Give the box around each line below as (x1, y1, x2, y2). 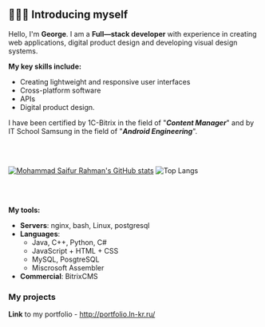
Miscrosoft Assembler (31, 262, 105, 272)
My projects (8, 291, 56, 302)
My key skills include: (8, 61, 82, 71)
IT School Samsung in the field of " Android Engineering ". (8, 126, 198, 136)
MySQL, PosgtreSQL (31, 254, 100, 264)
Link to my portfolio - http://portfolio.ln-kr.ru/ (8, 309, 156, 319)
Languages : (19, 229, 61, 238)
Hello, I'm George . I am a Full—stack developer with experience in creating (8, 29, 257, 38)
